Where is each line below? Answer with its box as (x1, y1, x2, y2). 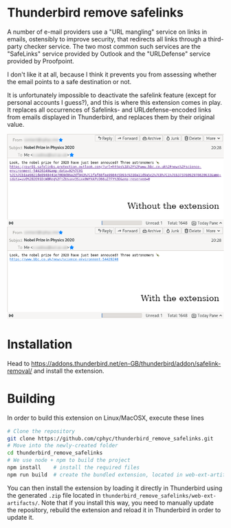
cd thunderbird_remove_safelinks (7, 449, 103, 456)
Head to (7, 359, 30, 367)
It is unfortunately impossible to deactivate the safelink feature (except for (7, 91, 217, 99)
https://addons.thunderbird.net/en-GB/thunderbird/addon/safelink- (30, 359, 221, 367)
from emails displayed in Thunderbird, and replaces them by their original (7, 112, 215, 121)
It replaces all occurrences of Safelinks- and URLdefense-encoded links (7, 105, 212, 114)
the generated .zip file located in (7, 491, 101, 499)
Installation (7, 336, 73, 352)
